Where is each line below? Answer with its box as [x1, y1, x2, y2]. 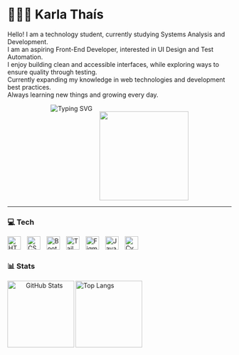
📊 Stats [7, 261, 36, 271]
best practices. [7, 83, 51, 91]
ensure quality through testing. [7, 68, 97, 76]
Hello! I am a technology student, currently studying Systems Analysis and [7, 30, 225, 38]
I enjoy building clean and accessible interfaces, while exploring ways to [7, 60, 219, 68]
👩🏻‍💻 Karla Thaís [7, 6, 105, 23]
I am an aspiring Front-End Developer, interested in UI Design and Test [7, 45, 214, 53]
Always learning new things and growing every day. [7, 90, 159, 99]
